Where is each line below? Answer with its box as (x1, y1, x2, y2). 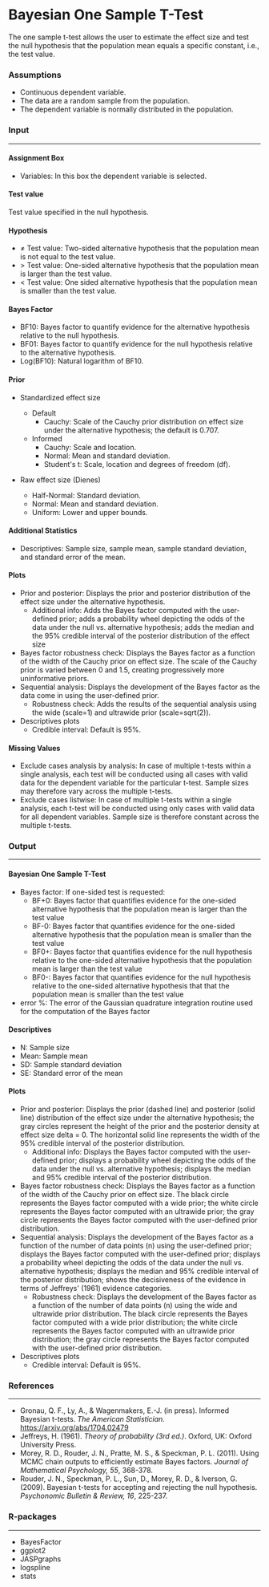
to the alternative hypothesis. (19, 347, 117, 358)
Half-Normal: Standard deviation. (31, 490, 142, 500)
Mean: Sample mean (19, 1051, 88, 1061)
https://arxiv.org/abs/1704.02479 (19, 1423, 130, 1433)
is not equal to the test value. (19, 252, 116, 262)
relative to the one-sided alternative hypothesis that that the (31, 980, 230, 990)
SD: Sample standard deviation (19, 1059, 122, 1069)
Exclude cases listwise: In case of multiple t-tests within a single (19, 795, 232, 805)
